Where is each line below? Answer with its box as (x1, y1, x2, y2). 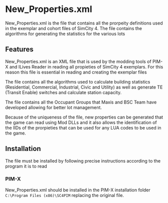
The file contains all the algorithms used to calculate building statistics (5, 78, 150, 84)
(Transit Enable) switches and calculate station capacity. (5, 89, 122, 95)
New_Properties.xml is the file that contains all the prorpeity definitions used (5, 20, 163, 26)
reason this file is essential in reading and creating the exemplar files (5, 69, 147, 75)
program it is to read (5, 163, 48, 169)
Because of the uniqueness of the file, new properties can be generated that (5, 114, 163, 120)
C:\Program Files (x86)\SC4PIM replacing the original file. (5, 192, 124, 198)
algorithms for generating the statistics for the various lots (5, 30, 125, 36)
